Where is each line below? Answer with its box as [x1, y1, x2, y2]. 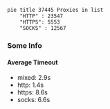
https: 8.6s [17, 88, 48, 97]
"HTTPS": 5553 [19, 19, 60, 26]
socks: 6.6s [17, 96, 51, 104]
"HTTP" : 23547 [19, 12, 64, 19]
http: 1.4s [17, 81, 44, 90]
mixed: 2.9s [17, 74, 51, 82]
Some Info [7, 40, 43, 50]
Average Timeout [7, 58, 58, 66]
